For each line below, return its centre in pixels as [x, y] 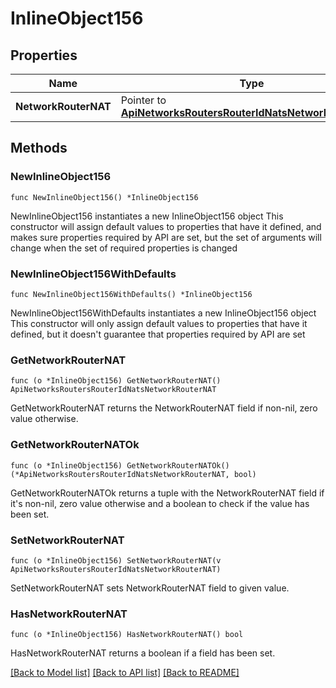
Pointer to [143, 100]
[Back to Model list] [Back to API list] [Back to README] [125, 673]
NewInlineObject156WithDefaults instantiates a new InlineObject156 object [163, 313]
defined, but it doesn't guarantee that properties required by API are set [158, 334]
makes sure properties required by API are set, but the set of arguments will [166, 237]
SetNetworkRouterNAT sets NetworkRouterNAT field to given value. [150, 588]
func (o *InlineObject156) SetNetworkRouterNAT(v [116, 560]
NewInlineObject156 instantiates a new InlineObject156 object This [147, 216]
